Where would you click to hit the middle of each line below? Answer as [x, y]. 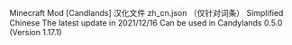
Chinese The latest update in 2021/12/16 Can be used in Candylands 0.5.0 [146, 23]
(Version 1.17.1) [36, 32]
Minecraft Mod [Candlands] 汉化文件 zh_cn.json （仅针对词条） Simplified [146, 13]
